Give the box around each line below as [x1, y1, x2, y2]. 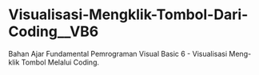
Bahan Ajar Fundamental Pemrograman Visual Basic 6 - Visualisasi [8, 49, 228, 58]
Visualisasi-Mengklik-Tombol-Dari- [8, 6, 249, 24]
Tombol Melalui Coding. [21, 57, 100, 67]
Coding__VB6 [8, 22, 99, 41]
